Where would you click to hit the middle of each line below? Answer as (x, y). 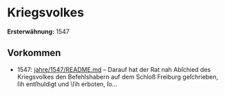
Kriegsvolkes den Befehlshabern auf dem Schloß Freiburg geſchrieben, (118, 77)
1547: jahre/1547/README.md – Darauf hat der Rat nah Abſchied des (114, 69)
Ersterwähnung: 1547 (39, 31)
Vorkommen (34, 53)
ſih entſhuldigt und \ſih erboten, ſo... (67, 84)
